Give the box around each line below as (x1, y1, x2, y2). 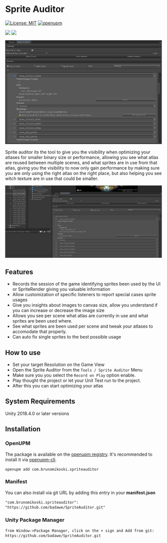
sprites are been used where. (12, 318, 73, 324)
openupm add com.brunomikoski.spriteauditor (5, 467, 99, 472)
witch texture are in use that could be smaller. (5, 176, 98, 181)
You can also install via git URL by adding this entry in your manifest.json (5, 490, 156, 496)
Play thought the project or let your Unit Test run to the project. (12, 377, 141, 383)
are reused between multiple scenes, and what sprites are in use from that (5, 160, 158, 166)
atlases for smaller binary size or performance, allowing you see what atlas (5, 155, 159, 161)
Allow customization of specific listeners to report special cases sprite (12, 292, 157, 298)
